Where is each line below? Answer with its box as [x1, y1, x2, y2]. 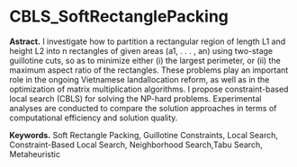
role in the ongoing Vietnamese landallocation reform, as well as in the [9, 74, 270, 84]
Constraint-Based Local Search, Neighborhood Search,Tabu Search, [9, 139, 263, 150]
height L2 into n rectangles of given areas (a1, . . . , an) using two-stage [9, 45, 274, 56]
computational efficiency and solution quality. [9, 112, 178, 123]
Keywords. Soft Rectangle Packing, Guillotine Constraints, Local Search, [9, 129, 279, 140]
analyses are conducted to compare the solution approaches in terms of [9, 102, 277, 113]
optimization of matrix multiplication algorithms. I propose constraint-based [9, 83, 289, 94]
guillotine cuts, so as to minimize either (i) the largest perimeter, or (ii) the [9, 55, 281, 66]
